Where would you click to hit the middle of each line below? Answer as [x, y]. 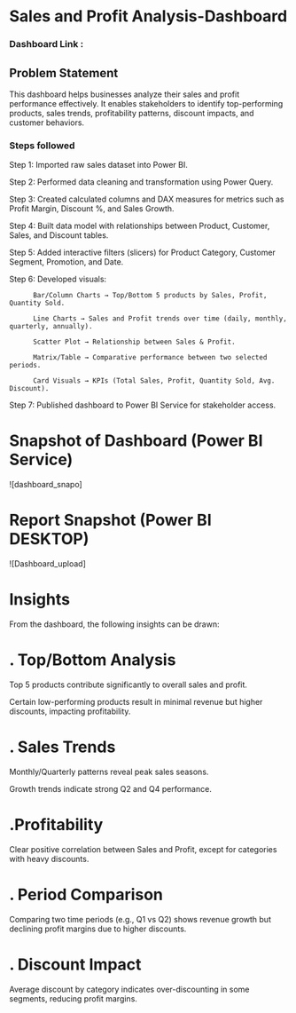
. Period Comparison [86, 895]
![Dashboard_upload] [48, 564]
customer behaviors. [47, 123]
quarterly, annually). [51, 327]
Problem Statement [64, 73]
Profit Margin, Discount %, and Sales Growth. [92, 209]
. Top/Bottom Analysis [93, 660]
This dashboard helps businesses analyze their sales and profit [125, 94]
